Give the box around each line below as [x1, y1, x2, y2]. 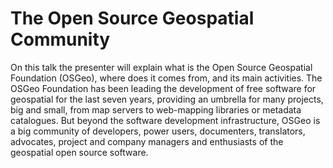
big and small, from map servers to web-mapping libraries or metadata [10, 103, 302, 116]
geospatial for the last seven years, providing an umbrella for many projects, [10, 93, 324, 105]
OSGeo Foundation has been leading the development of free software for [10, 82, 317, 94]
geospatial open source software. [10, 146, 149, 158]
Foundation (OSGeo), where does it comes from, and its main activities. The [10, 72, 323, 84]
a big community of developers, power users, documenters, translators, [10, 125, 306, 137]
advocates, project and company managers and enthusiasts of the [10, 135, 284, 147]
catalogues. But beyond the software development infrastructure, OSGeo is [10, 114, 321, 126]
